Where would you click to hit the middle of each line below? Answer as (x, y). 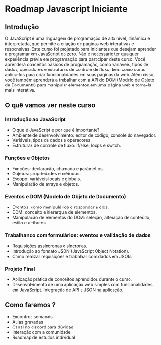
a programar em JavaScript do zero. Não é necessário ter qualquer (72, 54)
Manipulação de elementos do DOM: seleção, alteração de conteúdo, (81, 218)
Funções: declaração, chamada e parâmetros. (58, 168)
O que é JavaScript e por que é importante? (56, 130)
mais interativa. (20, 90)
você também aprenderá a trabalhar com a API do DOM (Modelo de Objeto (80, 80)
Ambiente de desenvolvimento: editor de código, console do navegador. (84, 135)
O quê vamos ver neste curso (50, 105)
